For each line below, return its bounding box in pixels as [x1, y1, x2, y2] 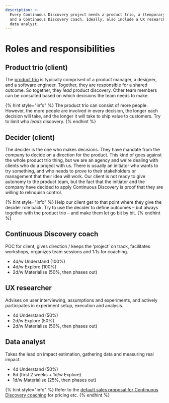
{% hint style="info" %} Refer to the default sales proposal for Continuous [5, 386, 158, 392]
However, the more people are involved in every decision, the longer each [5, 108, 158, 114]
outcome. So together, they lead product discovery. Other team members [5, 87, 157, 93]
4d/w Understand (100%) [12, 258, 65, 264]
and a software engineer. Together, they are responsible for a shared [5, 82, 147, 88]
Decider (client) [5, 133, 55, 142]
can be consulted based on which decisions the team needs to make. [5, 93, 149, 99]
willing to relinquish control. [5, 190, 62, 196]
